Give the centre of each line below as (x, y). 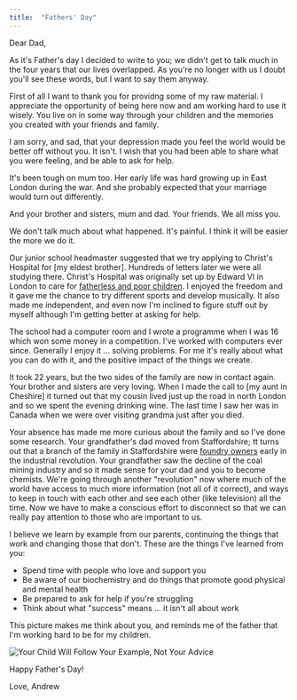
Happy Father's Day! (47, 669)
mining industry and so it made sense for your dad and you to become (137, 469)
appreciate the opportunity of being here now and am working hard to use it (148, 105)
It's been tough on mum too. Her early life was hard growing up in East (138, 178)
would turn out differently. (56, 196)
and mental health (55, 589)
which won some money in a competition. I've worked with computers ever (146, 341)
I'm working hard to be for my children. (80, 634)
